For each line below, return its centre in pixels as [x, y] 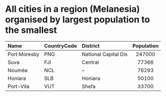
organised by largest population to [78, 20]
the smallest [31, 30]
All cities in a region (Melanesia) [73, 9]
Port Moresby [24, 54]
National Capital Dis [105, 54]
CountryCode [60, 46]
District [91, 46]
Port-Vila [19, 86]
